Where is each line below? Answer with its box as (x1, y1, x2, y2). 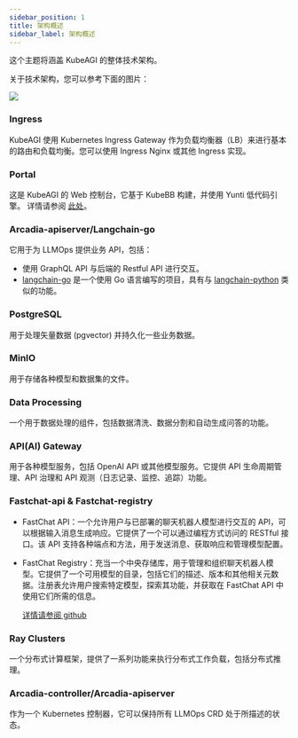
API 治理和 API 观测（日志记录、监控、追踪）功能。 (24, 472, 212, 483)
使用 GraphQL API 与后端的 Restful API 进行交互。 (21, 263, 204, 274)
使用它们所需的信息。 (21, 591, 100, 601)
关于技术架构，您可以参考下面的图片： (9, 74, 149, 84)
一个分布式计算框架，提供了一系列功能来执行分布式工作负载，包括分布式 (9, 654, 273, 664)
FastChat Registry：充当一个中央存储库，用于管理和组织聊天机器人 (21, 557, 266, 568)
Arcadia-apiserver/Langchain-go (9, 223, 155, 235)
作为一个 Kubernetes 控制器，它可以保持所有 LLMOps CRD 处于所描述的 (9, 709, 273, 719)
